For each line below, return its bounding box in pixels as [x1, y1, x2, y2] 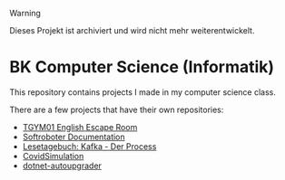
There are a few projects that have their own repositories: [9, 104, 224, 115]
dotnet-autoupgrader [22, 160, 103, 171]
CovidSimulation [22, 150, 84, 161]
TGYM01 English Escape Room [22, 121, 138, 132]
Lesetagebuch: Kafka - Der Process [22, 140, 157, 152]
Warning [9, 8, 41, 18]
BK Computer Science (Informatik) [9, 57, 275, 78]
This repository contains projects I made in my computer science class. [9, 86, 277, 98]
